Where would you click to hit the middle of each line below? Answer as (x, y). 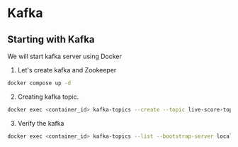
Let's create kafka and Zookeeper (67, 70)
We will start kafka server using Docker (65, 56)
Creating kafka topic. (48, 97)
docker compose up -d (39, 83)
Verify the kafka (41, 123)
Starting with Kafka (51, 39)
